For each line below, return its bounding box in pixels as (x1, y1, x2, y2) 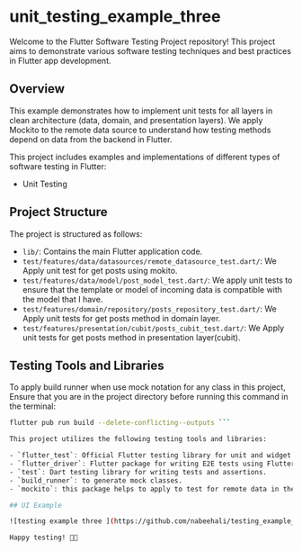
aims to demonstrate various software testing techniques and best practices (9, 45, 292, 56)
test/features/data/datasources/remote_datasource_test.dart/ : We (22, 255, 277, 266)
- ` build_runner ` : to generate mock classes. (9, 475, 182, 485)
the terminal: (9, 401, 57, 411)
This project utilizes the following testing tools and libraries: (9, 435, 268, 444)
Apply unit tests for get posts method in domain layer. (22, 312, 221, 323)
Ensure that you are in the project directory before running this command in (9, 392, 289, 402)
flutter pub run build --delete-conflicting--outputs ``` (9, 419, 231, 428)
